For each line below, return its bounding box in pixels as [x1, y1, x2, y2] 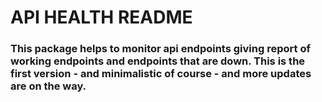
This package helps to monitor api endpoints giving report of [10, 42, 311, 56]
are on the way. [10, 79, 87, 93]
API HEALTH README [10, 6, 193, 29]
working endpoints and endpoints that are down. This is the [10, 54, 306, 68]
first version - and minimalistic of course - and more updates [10, 67, 312, 81]
